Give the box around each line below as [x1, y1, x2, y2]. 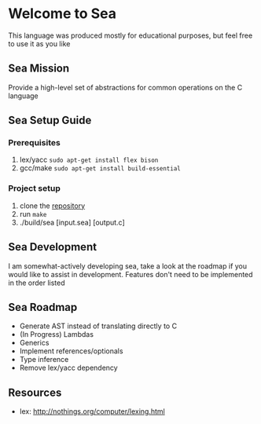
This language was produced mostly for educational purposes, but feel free [8, 31, 253, 40]
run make [19, 209, 47, 218]
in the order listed [8, 278, 65, 287]
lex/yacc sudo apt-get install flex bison [19, 155, 159, 165]
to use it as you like [8, 38, 71, 48]
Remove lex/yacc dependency [19, 363, 118, 373]
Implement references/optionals [19, 346, 123, 356]
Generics [19, 338, 50, 348]
